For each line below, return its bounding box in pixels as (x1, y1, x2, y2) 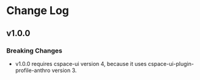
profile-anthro (15, 67, 51, 74)
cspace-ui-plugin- (147, 60, 194, 67)
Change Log (6, 4, 69, 18)
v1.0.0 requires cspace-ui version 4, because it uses (15, 60, 147, 67)
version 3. (51, 67, 77, 74)
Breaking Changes (6, 46, 63, 55)
